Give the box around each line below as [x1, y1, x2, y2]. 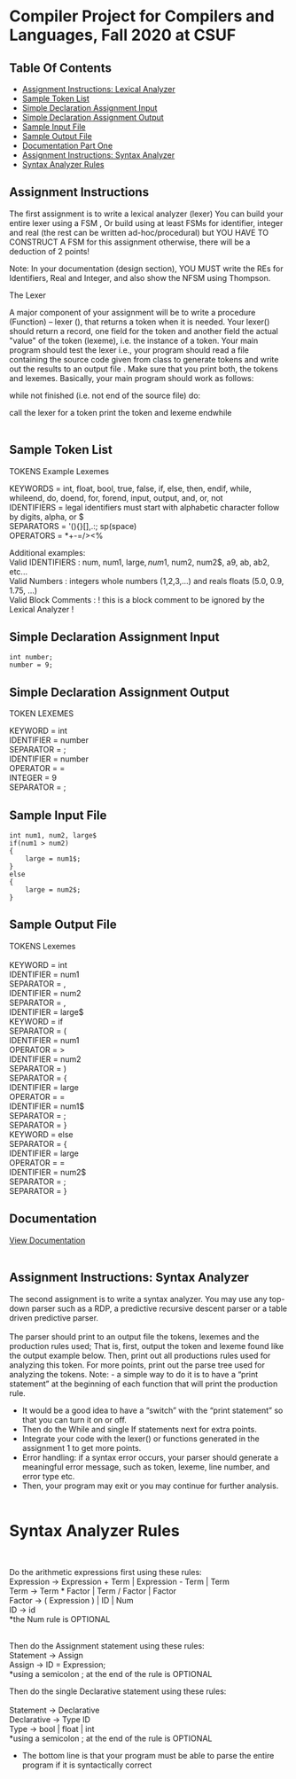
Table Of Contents [9, 60, 113, 75]
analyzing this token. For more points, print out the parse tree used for [9, 1359, 266, 1370]
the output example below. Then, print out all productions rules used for [9, 1350, 271, 1361]
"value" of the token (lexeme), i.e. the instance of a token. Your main [9, 335, 259, 346]
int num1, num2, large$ [9, 831, 97, 840]
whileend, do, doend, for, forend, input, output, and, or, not [9, 492, 223, 503]
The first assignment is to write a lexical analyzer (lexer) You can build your [9, 208, 284, 219]
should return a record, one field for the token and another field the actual [9, 325, 279, 336]
